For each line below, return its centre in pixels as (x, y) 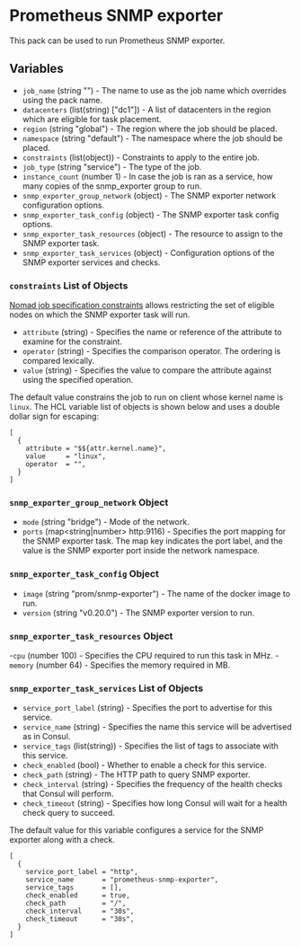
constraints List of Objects (69, 286)
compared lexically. (58, 361)
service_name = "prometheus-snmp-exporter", (122, 880)
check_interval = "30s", (80, 912)
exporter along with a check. (62, 840)
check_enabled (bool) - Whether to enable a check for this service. (144, 766)
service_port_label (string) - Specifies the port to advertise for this (147, 708)
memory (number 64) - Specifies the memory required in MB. (120, 665)
